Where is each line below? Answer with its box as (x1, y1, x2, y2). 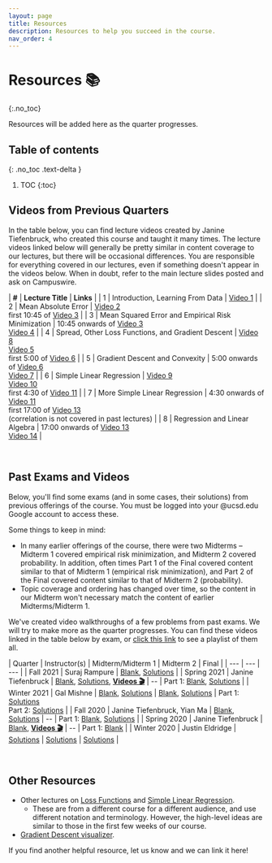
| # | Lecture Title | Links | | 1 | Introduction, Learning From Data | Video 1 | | (8, 293, 262, 302)
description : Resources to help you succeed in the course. (8, 27, 217, 35)
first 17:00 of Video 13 (8, 405, 81, 414)
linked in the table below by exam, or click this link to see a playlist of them (8, 634, 258, 644)
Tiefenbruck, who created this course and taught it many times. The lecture (8, 233, 261, 244)
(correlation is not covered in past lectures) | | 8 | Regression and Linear (8, 414, 249, 423)
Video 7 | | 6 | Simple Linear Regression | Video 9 (8, 371, 173, 380)
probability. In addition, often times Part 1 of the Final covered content (19, 557, 253, 567)
